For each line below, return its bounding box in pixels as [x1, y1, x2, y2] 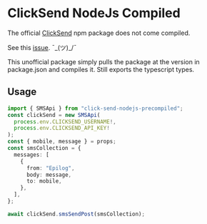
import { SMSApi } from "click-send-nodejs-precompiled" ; [7, 105, 183, 112]
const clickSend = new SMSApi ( [7, 111, 101, 118]
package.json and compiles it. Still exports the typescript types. [7, 65, 195, 73]
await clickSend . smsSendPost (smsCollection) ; [7, 210, 145, 218]
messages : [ [14, 151, 50, 158]
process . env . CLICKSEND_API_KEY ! [14, 125, 111, 132]
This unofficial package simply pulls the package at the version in [7, 57, 200, 66]
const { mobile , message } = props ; [7, 138, 116, 146]
